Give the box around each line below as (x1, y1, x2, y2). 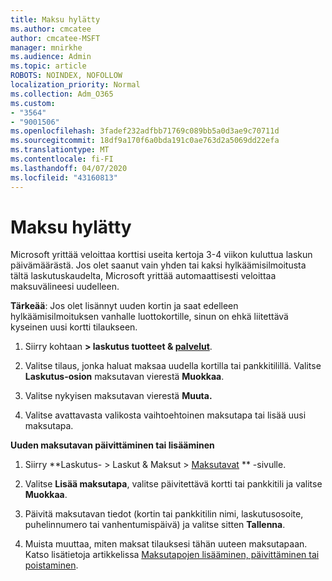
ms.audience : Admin (10, 52, 92, 62)
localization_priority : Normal (10, 80, 141, 90)
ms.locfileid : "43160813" (10, 172, 118, 183)
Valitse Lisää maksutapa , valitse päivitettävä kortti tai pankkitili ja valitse (24, 478, 323, 490)
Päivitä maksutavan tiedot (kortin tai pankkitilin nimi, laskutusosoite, (24, 508, 304, 520)
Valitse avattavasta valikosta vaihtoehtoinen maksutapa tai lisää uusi (24, 409, 307, 421)
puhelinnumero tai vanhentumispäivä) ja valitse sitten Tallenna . (24, 519, 286, 531)
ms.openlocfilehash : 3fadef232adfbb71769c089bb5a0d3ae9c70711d (10, 126, 280, 136)
